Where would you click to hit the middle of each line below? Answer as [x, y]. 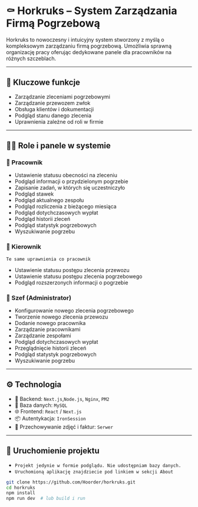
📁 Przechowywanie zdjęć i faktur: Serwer [64, 427]
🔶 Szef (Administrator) [39, 297]
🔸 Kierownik [24, 247]
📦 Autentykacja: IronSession [50, 418]
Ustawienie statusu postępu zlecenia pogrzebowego [78, 276]
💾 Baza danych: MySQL [41, 405]
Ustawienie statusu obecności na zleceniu [66, 175]
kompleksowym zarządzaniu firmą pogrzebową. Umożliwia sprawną [89, 46]
